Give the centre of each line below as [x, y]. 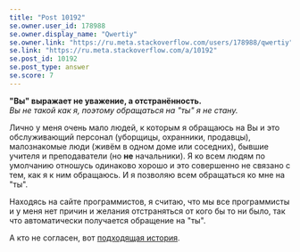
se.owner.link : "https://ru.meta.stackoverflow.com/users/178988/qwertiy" [151, 42]
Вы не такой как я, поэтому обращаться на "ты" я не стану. [124, 110]
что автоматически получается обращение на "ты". [108, 220]
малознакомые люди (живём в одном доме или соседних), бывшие [139, 146]
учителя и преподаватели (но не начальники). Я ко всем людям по [137, 156]
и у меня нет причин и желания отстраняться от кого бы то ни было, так [147, 211]
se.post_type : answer [50, 68]
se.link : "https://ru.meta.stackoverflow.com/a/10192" [113, 51]
